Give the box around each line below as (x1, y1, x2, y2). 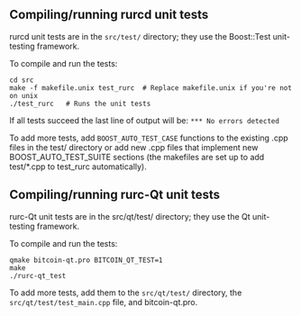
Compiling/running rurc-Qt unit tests (9, 187, 221, 203)
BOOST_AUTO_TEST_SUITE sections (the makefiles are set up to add (9, 151, 265, 162)
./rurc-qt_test (9, 271, 67, 280)
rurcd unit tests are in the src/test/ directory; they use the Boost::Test (9, 31, 271, 41)
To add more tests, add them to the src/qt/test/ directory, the (9, 287, 242, 298)
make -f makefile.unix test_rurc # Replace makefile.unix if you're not (9, 83, 293, 93)
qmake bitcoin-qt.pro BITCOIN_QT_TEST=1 (9, 256, 164, 265)
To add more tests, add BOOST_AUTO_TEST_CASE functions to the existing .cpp (9, 132, 288, 143)
